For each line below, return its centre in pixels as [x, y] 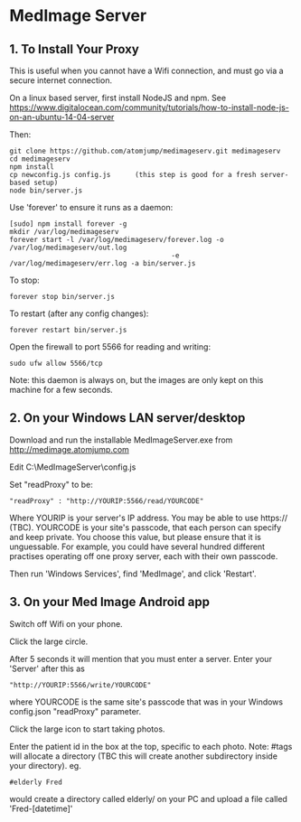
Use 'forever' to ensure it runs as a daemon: [91, 207]
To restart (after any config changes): [79, 313]
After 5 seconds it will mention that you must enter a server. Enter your [141, 659]
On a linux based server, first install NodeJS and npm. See [118, 98]
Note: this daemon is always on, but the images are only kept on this [136, 380]
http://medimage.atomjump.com [69, 449]
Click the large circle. [49, 641]
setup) [46, 182]
